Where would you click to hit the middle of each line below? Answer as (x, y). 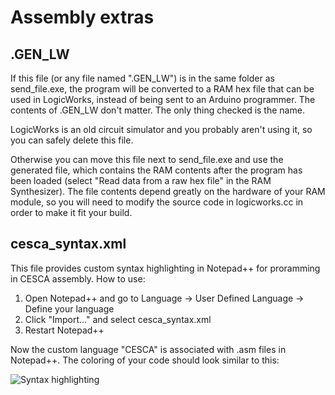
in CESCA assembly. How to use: (78, 278)
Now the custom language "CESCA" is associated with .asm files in (148, 349)
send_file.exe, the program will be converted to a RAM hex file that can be (162, 89)
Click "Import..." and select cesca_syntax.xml (118, 319)
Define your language (69, 308)
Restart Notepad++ (64, 330)
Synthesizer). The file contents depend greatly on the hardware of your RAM (168, 191)
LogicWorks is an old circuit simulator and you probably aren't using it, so (161, 129)
